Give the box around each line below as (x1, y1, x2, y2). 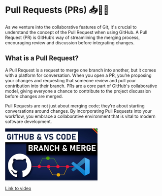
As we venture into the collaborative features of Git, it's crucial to (5, 24, 137, 30)
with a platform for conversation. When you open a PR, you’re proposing (5, 72, 152, 78)
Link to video (5, 185, 32, 191)
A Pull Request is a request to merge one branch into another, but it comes (5, 67, 156, 73)
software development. (5, 118, 52, 124)
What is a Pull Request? (5, 54, 79, 63)
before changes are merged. (5, 93, 63, 99)
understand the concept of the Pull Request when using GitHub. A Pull (5, 29, 148, 35)
